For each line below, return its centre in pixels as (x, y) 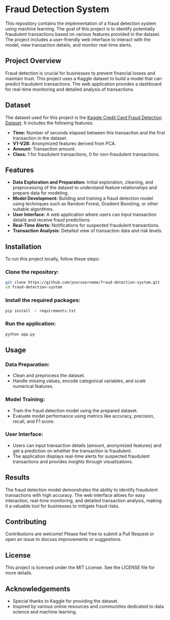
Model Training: (25, 399)
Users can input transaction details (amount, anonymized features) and (87, 445)
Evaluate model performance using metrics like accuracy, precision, (83, 416)
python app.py (20, 334)
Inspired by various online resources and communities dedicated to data (88, 606)
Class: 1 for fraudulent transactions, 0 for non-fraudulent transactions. (86, 154)
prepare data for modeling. (41, 193)
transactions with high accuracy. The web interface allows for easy (75, 495)
